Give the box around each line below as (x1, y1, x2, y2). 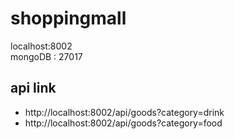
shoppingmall (10, 7, 127, 30)
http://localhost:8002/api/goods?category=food (24, 117, 223, 129)
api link (10, 80, 57, 97)
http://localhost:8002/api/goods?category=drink (24, 106, 225, 118)
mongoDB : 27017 (10, 50, 83, 62)
